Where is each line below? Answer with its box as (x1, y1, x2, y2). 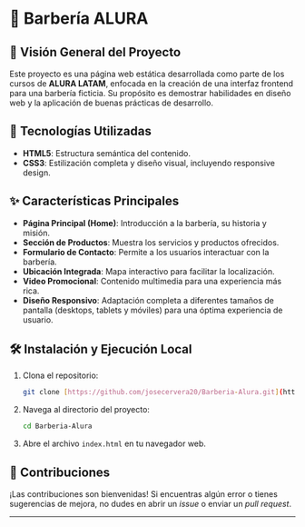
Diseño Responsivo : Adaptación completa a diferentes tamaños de (22, 294, 275, 305)
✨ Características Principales (9, 194, 180, 209)
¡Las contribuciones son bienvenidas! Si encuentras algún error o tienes (9, 489, 279, 499)
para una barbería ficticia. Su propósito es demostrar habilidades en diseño (9, 88, 291, 98)
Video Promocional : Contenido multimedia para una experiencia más (22, 275, 282, 286)
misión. (22, 227, 50, 238)
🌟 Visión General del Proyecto (9, 45, 182, 60)
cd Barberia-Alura (22, 422, 93, 431)
